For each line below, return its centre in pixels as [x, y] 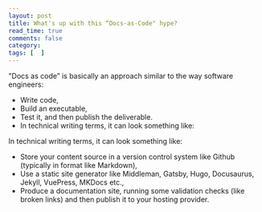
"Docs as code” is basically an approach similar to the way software [121, 76]
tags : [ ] [27, 53]
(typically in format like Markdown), [79, 165]
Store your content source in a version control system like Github [127, 157]
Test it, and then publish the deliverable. [86, 117]
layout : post [30, 16]
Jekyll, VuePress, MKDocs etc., [72, 182]
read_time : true [35, 31]
